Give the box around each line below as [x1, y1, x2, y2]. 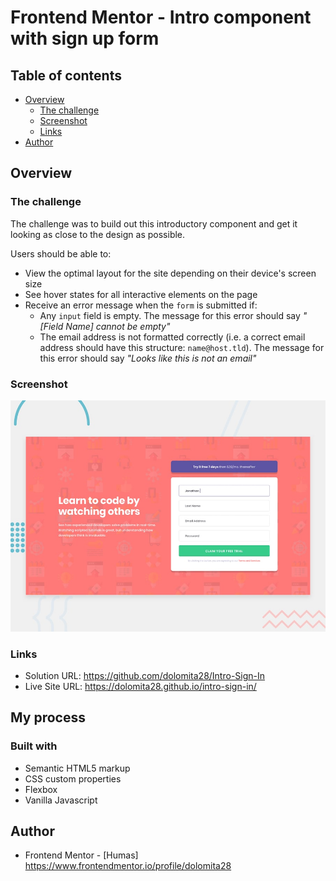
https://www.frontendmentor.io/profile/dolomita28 [24, 860, 232, 872]
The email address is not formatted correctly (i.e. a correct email [39, 331, 306, 343]
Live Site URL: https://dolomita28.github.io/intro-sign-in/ [24, 680, 257, 692]
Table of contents [10, 67, 122, 84]
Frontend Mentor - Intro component [10, 6, 312, 29]
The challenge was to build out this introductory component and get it [10, 217, 298, 230]
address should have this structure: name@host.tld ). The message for [39, 341, 325, 353]
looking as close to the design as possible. [10, 228, 186, 240]
